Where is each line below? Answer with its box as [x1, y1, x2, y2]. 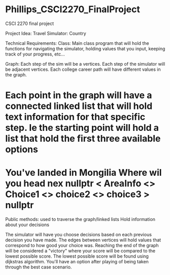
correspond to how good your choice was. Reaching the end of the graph [5, 242, 159, 249]
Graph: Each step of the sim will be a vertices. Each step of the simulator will [5, 61, 165, 67]
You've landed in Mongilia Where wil [5, 167, 162, 179]
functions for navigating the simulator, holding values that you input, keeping [5, 45, 165, 51]
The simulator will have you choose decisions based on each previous [5, 232, 152, 238]
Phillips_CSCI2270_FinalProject [5, 4, 141, 15]
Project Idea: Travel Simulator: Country [5, 30, 86, 36]
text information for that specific [5, 111, 146, 123]
